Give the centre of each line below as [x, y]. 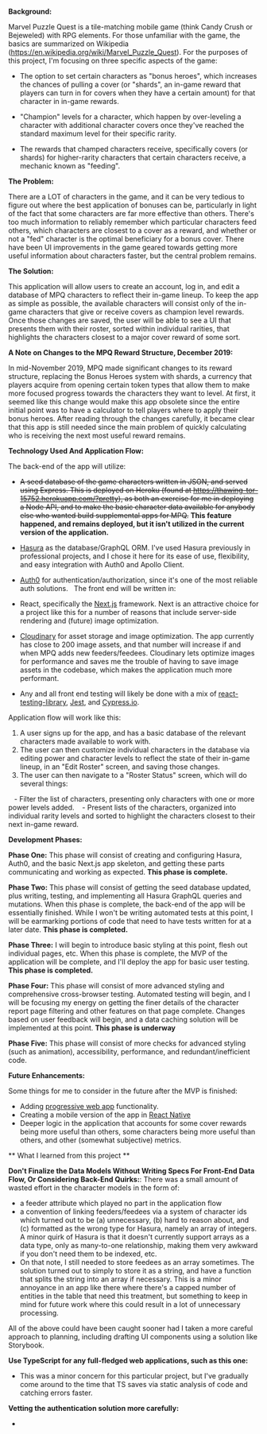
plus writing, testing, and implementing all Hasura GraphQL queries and [125, 896]
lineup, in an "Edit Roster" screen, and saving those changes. [120, 767]
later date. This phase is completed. [68, 930]
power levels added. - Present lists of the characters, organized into [122, 807]
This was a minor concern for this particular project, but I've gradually [134, 1376]
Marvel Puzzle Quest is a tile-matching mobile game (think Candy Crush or [130, 27]
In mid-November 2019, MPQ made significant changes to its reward [120, 368]
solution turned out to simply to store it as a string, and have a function [135, 1271]
